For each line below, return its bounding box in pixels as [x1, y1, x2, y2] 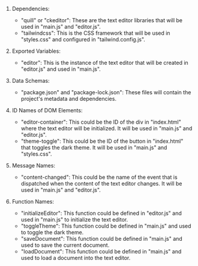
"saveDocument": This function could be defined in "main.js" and [20, 235, 183, 242]
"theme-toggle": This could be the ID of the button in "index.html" [20, 138, 184, 145]
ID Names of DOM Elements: [11, 107, 83, 113]
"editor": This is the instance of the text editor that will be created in [20, 59, 189, 66]
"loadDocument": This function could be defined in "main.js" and [20, 248, 182, 255]
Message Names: [11, 162, 56, 169]
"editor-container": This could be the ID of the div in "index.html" [20, 118, 181, 125]
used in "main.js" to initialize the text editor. [20, 216, 128, 223]
